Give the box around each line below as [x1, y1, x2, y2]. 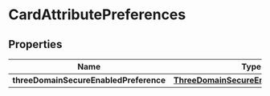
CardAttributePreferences [8, 6, 186, 24]
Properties [8, 38, 63, 51]
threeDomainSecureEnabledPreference [12, 74, 166, 86]
